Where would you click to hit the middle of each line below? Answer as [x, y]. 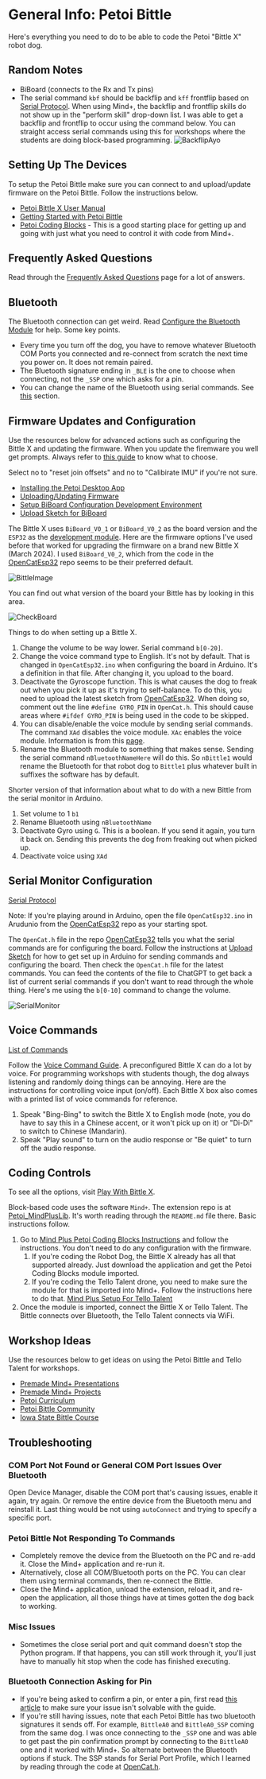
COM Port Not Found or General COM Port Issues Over [115, 1465]
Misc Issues [32, 1627]
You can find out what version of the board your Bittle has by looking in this [131, 593]
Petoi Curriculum [47, 1401]
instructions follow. [39, 1224]
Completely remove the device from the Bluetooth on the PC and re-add [137, 1556]
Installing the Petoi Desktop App [72, 488]
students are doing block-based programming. [96, 140]
